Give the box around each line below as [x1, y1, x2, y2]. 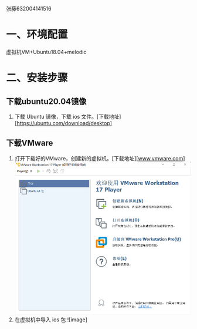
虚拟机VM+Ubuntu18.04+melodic [6, 48, 87, 55]
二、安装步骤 [6, 71, 69, 85]
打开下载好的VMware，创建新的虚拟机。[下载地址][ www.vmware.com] [14, 155, 185, 162]
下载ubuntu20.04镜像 [6, 96, 87, 106]
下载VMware [6, 138, 53, 148]
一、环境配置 [6, 28, 69, 41]
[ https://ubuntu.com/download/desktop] [14, 119, 113, 126]
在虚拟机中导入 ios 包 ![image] [14, 316, 88, 323]
